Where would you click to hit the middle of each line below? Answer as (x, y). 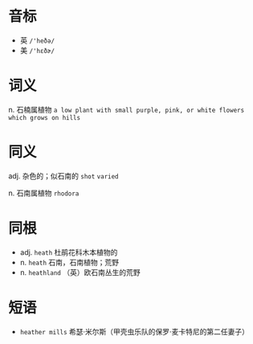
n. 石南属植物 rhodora (44, 193)
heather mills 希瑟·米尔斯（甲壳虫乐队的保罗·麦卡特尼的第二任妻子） (134, 331)
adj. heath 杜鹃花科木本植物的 (69, 252)
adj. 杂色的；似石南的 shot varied (63, 176)
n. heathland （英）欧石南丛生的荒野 (80, 272)
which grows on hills (45, 117)
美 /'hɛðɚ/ (37, 50)
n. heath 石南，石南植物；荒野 (69, 262)
